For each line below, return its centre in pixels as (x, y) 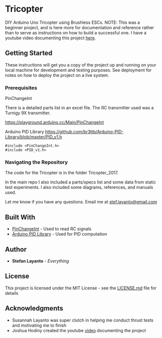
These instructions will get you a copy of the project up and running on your (81, 65)
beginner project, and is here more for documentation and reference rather (80, 27)
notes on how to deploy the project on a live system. (57, 75)
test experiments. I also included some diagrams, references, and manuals (79, 187)
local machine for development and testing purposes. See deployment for (78, 70)
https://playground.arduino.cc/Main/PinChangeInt (54, 122)
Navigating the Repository (37, 162)
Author (16, 249)
